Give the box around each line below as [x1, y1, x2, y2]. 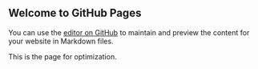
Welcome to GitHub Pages [8, 6, 142, 20]
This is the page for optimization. [8, 51, 118, 61]
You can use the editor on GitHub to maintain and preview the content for [8, 27, 250, 37]
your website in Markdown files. [8, 36, 114, 46]
